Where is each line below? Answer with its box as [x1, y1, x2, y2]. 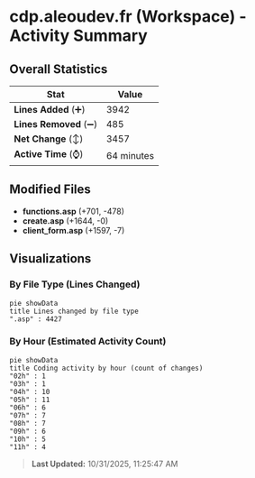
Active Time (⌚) [14, 148, 84, 160]
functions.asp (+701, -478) [22, 206, 124, 216]
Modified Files [9, 182, 92, 198]
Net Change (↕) [14, 133, 84, 145]
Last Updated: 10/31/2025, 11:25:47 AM [31, 458, 178, 469]
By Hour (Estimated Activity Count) [9, 336, 167, 348]
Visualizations [9, 251, 92, 267]
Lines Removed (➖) [14, 118, 97, 130]
